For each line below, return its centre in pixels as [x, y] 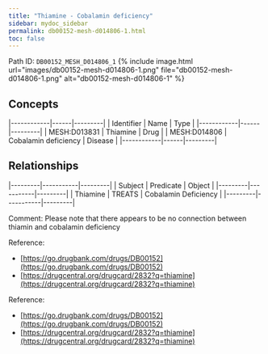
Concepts [33, 104]
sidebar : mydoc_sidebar [48, 23]
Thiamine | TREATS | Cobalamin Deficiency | [149, 194]
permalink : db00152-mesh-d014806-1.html [77, 31]
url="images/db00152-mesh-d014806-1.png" [84, 70]
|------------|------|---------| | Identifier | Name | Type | [102, 124]
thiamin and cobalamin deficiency [65, 226]
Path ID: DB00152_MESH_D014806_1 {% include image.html [101, 61]
